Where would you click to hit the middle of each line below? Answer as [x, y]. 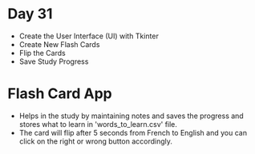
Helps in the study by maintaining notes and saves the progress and [131, 116]
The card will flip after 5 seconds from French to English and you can [133, 132]
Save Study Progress [54, 61]
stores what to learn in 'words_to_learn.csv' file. [98, 124]
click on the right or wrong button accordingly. [96, 141]
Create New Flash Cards [59, 44]
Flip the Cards [42, 53]
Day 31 [30, 14]
